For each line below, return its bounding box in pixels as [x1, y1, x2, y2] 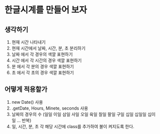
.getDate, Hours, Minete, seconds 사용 [11, 105, 89, 111]
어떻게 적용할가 [4, 85, 48, 94]
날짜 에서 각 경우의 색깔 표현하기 [11, 52, 73, 57]
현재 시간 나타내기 [11, 39, 46, 45]
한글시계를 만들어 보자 [4, 4, 87, 16]
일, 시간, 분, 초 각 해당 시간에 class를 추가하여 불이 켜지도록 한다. [11, 123, 135, 129]
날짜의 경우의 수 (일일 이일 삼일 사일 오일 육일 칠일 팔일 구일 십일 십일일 [11, 111, 147, 117]
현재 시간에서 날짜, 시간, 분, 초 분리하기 [11, 45, 86, 51]
